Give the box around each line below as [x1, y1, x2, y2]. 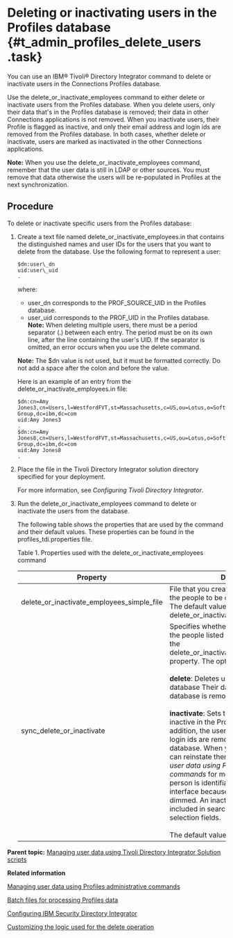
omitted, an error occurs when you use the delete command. [27, 343, 201, 351]
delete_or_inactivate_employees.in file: [17, 385, 128, 393]
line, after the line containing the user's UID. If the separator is [27, 335, 205, 343]
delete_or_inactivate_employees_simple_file [20, 597, 163, 606]
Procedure [7, 200, 54, 213]
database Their [169, 682, 219, 692]
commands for [169, 769, 218, 779]
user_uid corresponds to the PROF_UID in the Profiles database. [27, 313, 210, 321]
